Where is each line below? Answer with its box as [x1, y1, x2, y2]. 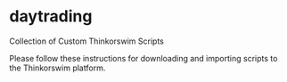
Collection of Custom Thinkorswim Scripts [9, 36, 165, 46]
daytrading [9, 6, 93, 27]
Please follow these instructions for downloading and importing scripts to [9, 53, 278, 63]
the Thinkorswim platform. [9, 62, 106, 73]
